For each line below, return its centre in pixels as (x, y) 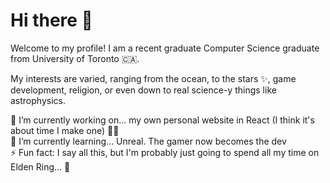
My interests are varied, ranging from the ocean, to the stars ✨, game (153, 78)
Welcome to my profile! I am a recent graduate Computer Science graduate (165, 48)
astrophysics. (38, 100)
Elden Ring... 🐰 (40, 166)
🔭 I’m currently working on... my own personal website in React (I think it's (162, 120)
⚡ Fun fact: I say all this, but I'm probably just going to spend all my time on (165, 152)
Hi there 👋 (51, 20)
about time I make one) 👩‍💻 (65, 130)
